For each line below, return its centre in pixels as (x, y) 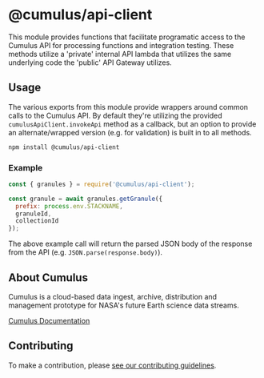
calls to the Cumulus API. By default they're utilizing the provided (115, 115)
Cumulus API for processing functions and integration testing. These (121, 45)
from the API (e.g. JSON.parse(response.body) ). (85, 252)
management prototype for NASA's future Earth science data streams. (124, 305)
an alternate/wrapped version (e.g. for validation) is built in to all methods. (130, 132)
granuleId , (34, 214)
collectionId (37, 221)
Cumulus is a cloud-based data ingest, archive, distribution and (113, 296)
